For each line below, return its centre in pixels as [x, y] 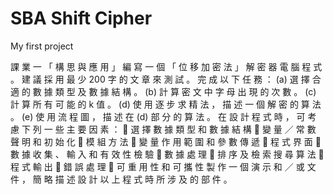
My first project [42, 46]
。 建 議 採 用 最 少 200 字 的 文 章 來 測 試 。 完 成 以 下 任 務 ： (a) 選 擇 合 [166, 79]
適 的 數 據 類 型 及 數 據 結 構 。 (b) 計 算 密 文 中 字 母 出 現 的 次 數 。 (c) [163, 91]
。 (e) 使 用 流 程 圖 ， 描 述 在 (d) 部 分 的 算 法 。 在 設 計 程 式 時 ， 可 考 [163, 116]
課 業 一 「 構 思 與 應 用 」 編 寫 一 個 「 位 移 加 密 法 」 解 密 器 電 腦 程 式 [166, 66]
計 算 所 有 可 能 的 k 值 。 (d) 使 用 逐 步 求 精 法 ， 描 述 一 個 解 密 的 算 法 [166, 104]
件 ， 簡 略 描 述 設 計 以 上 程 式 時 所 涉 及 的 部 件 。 [121, 179]
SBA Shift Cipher [81, 18]
